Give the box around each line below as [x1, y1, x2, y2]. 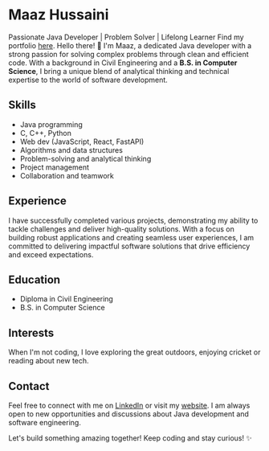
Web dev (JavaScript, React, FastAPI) [19, 137, 145, 146]
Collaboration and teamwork [19, 170, 115, 180]
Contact [8, 379, 50, 393]
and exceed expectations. [8, 249, 94, 259]
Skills [8, 98, 36, 112]
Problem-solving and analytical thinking [19, 154, 152, 163]
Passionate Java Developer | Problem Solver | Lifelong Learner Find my [8, 32, 244, 42]
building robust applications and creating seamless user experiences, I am [8, 232, 255, 242]
